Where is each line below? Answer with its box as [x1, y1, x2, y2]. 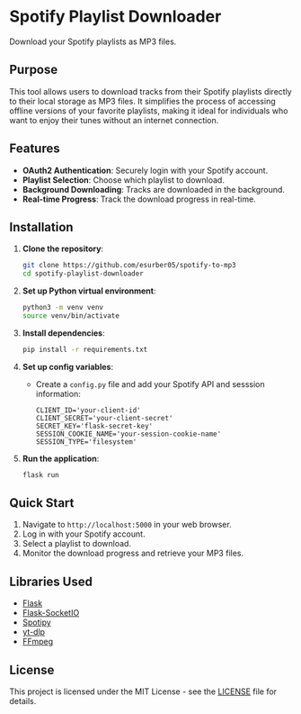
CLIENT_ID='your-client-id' [35, 405, 141, 415]
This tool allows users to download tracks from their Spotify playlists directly [9, 86, 292, 96]
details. [9, 696, 37, 707]
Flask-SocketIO [22, 608, 80, 619]
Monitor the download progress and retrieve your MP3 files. [22, 547, 244, 559]
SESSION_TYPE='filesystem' [35, 437, 137, 447]
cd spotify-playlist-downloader [22, 269, 144, 278]
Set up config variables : [22, 361, 114, 372]
